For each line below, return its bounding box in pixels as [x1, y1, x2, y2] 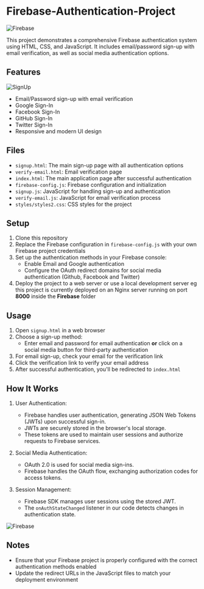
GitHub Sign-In [15, 114, 53, 122]
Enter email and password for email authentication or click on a [24, 340, 183, 347]
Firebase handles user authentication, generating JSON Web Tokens [24, 411, 196, 419]
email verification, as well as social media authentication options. [6, 49, 169, 56]
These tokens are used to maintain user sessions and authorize [24, 431, 183, 438]
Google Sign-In [15, 101, 54, 109]
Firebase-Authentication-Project [6, 4, 175, 18]
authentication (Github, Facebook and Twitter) [24, 273, 140, 280]
